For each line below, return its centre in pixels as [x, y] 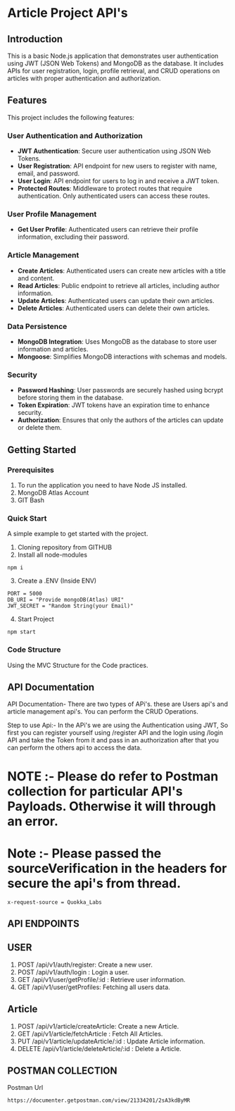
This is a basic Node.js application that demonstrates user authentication [113, 56]
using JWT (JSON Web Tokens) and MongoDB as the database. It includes [115, 63]
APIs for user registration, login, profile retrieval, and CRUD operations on [114, 71]
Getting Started [42, 450]
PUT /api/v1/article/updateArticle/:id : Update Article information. [111, 1041]
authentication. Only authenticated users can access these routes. [114, 196]
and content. [36, 278]
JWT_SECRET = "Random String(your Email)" [70, 606]
